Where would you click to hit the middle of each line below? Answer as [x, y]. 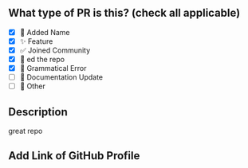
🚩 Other [32, 86]
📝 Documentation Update [61, 77]
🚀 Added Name [45, 32]
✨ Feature [36, 41]
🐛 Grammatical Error [53, 68]
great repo [26, 131]
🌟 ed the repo [42, 59]
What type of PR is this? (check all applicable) [124, 13]
